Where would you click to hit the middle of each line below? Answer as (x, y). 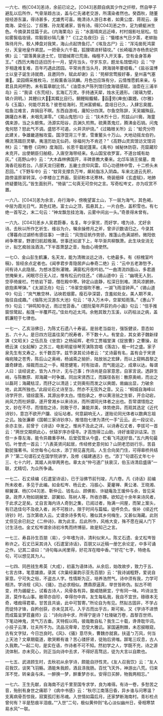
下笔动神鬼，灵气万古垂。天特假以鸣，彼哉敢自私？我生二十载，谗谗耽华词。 (81, 621)
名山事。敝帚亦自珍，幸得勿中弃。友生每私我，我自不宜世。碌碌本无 (90, 597)
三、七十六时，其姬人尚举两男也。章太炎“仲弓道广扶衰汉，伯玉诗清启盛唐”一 (81, 462)
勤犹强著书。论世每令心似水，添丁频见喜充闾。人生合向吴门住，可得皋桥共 (79, 450)
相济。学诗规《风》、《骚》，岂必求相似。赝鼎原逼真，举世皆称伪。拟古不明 (78, 585)
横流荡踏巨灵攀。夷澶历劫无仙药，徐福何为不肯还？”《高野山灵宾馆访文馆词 (81, 141)
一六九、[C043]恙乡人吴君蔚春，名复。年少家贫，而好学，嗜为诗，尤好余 (78, 222)
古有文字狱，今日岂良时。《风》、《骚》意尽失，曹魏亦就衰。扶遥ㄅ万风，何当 (81, 633)
